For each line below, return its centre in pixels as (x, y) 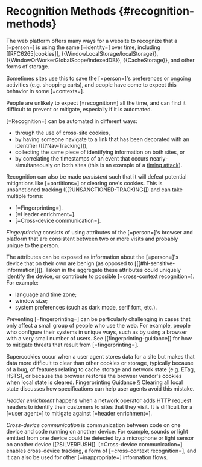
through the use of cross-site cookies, (62, 133)
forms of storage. (28, 66)
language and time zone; (46, 294)
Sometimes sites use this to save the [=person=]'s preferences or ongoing (99, 78)
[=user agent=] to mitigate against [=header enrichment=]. (79, 413)
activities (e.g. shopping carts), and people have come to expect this (91, 84)
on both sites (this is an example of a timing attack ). (118, 165)
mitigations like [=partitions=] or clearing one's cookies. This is (84, 183)
